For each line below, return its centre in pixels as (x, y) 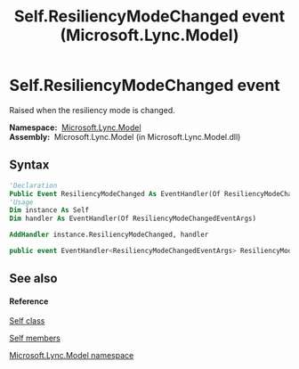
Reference (29, 301)
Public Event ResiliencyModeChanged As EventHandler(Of (115, 193)
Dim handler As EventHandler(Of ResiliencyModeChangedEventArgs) (133, 219)
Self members (35, 338)
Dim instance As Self (49, 210)
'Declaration (33, 185)
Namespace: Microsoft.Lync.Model (75, 127)
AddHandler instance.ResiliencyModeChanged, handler (109, 235)
